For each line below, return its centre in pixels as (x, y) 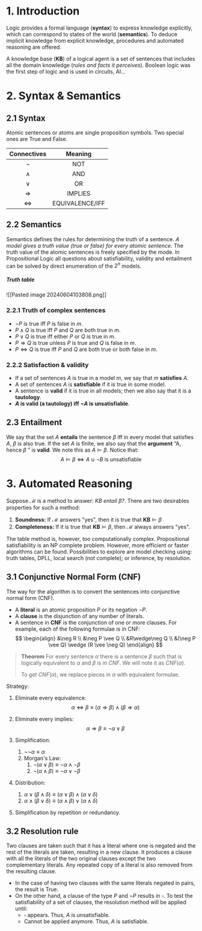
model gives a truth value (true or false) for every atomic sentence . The (95, 245)
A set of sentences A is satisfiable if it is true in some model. (90, 384)
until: (21, 909)
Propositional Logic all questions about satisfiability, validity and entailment (99, 258)
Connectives (28, 154)
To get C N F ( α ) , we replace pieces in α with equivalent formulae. (100, 674)
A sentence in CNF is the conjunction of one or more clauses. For (96, 622)
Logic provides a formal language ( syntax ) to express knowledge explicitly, (99, 28)
